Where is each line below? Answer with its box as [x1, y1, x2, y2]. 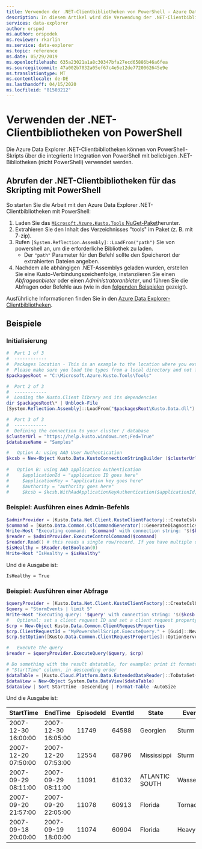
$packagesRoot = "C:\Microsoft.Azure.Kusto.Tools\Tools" [6, 372, 152, 379]
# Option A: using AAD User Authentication [6, 450, 122, 456]
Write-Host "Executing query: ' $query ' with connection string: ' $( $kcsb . [6, 611, 198, 618]
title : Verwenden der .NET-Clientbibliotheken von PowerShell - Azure [6, 8, 187, 15]
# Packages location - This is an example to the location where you [6, 361, 187, 367]
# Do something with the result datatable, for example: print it [6, 661, 176, 667]
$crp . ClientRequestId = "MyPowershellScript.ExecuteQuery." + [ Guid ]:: [6, 628, 189, 634]
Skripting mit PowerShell [6, 185, 101, 195]
